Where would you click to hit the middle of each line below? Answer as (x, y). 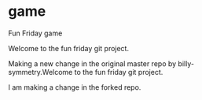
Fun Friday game (35, 33)
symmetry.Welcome (40, 72)
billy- (186, 63)
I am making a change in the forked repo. (75, 87)
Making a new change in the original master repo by (92, 63)
